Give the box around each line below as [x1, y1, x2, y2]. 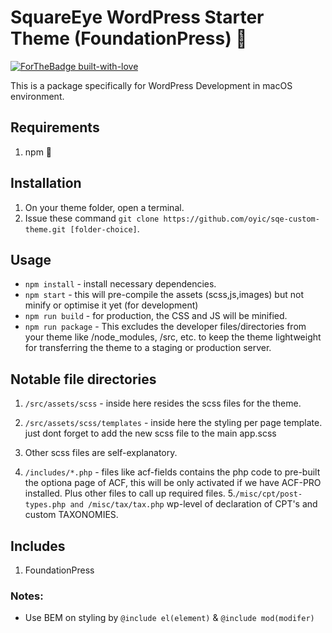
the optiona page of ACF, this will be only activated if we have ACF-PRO [24, 477, 322, 489]
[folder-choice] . [69, 222, 140, 235]
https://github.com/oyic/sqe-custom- [163, 214, 320, 224]
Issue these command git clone [24, 212, 160, 224]
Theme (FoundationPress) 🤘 [10, 27, 248, 50]
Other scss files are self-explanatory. [24, 447, 178, 459]
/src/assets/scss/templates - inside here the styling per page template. [24, 417, 323, 429]
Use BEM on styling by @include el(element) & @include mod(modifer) [24, 612, 315, 624]
